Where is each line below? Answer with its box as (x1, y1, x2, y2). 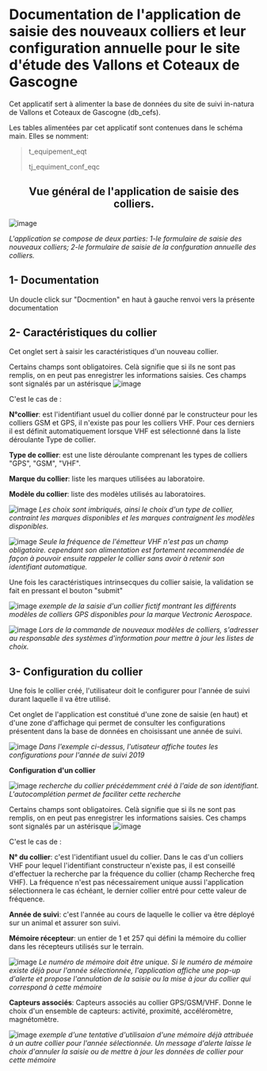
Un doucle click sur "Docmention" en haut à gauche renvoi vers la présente (9, 295, 255, 304)
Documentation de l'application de (9, 6, 241, 24)
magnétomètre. (9, 1015, 59, 1024)
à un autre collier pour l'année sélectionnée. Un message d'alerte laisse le (9, 1039, 252, 1048)
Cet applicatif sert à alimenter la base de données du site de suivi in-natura (9, 99, 254, 109)
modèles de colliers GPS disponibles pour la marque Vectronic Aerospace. (9, 610, 253, 619)
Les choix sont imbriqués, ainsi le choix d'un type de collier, (39, 505, 235, 514)
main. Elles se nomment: (9, 131, 90, 140)
